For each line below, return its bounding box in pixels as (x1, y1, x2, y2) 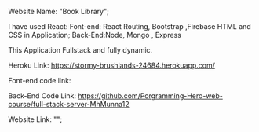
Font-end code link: (8, 76, 71, 85)
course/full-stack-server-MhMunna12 (8, 100, 129, 108)
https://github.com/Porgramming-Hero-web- (78, 91, 224, 101)
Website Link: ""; (8, 115, 63, 124)
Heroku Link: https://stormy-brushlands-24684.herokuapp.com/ (8, 60, 216, 70)
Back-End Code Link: (8, 91, 77, 101)
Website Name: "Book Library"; (8, 7, 110, 16)
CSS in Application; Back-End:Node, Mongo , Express (8, 31, 182, 39)
